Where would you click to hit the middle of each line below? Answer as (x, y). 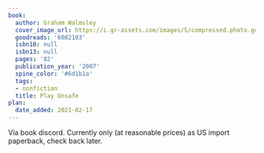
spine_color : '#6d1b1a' (54, 74)
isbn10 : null (37, 45)
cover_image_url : (44, 30)
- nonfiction (37, 88)
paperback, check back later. (55, 141)
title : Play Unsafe (47, 96)
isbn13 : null (37, 52)
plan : (17, 103)
